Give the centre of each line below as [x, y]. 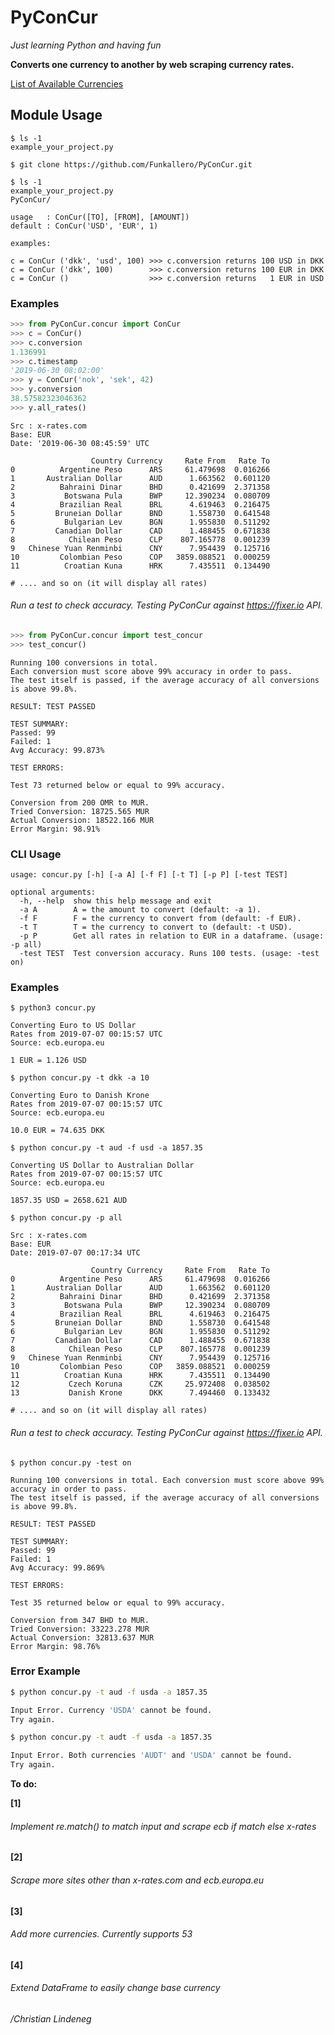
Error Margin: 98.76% [55, 1646]
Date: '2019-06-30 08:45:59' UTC [80, 443]
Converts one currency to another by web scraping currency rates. [152, 64]
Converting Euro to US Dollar [73, 1026]
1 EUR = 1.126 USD [48, 1061]
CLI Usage [36, 854]
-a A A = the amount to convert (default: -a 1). [140, 910]
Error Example [45, 1671]
